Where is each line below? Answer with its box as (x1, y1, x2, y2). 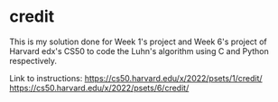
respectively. (9, 55, 57, 66)
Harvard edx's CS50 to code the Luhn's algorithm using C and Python (9, 45, 269, 56)
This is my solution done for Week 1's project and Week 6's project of (9, 36, 268, 47)
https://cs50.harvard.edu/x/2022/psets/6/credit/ (9, 82, 190, 93)
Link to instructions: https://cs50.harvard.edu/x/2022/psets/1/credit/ (9, 72, 264, 83)
